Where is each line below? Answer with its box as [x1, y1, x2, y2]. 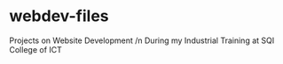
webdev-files [9, 6, 109, 26]
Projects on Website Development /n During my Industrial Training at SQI [9, 35, 275, 46]
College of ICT [9, 44, 62, 54]
